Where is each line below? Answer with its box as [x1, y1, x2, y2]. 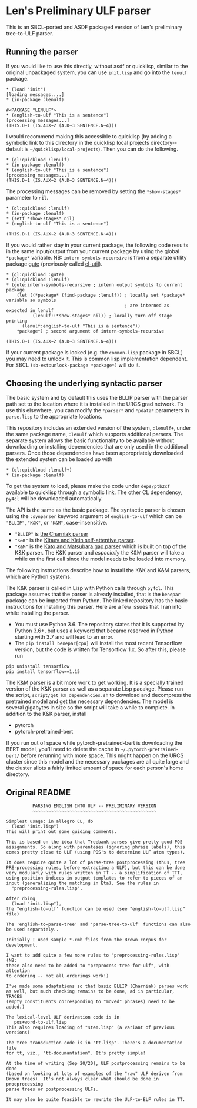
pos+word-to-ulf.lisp [14, 1020, 67, 1026]
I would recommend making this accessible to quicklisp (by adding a [6, 132, 172, 140]
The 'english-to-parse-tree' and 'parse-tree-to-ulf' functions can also [6, 921, 191, 928]
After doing [6, 896, 35, 902]
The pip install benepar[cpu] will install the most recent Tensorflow [14, 639, 182, 646]
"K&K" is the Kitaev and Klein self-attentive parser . [14, 536, 135, 543]
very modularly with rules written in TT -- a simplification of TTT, [6, 870, 183, 876]
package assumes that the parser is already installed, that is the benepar [6, 591, 181, 598]
